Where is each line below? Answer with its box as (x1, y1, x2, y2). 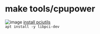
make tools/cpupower (5, 3, 96, 14)
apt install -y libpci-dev (5, 24, 60, 29)
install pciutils (23, 19, 51, 25)
